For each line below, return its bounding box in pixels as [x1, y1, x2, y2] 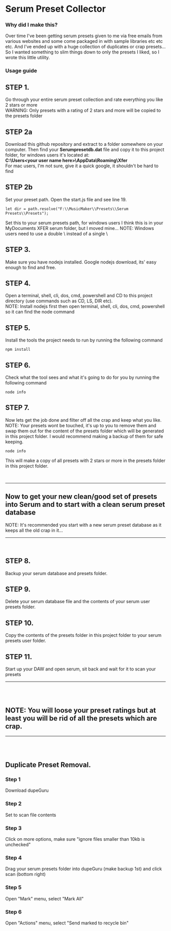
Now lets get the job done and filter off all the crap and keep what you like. [5, 417, 162, 423]
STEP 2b [5, 183, 33, 192]
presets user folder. [5, 638, 46, 644]
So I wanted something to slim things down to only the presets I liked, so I [5, 49, 159, 55]
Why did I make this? [5, 21, 58, 29]
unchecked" [5, 842, 31, 848]
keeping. [5, 438, 24, 445]
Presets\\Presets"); [5, 211, 49, 216]
